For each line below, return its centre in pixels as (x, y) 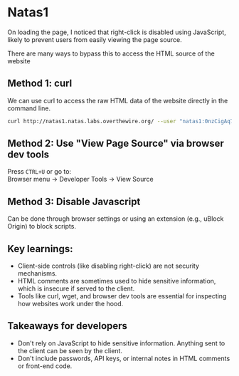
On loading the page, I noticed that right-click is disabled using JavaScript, (117, 32)
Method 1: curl (40, 84)
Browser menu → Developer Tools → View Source (81, 179)
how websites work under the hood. (70, 304)
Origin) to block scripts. (42, 226)
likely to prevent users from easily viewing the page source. (95, 39)
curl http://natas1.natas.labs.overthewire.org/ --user (92, 121)
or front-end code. (45, 366)
